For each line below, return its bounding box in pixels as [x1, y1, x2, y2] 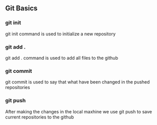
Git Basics [5, 4, 38, 13]
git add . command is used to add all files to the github [5, 55, 119, 61]
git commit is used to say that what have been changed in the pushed [5, 79, 150, 85]
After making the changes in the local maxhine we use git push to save [5, 108, 152, 114]
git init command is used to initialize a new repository [5, 30, 116, 37]
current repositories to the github [5, 114, 74, 120]
